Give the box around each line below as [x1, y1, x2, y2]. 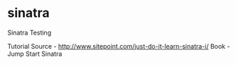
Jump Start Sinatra [7, 49, 63, 58]
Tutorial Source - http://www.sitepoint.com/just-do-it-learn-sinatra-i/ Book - [7, 42, 230, 50]
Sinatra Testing [7, 28, 52, 37]
